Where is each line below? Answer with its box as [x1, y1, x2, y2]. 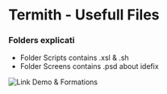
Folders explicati [8, 35, 75, 46]
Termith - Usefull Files [8, 6, 160, 24]
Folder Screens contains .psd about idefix [19, 62, 159, 71]
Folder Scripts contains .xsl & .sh [19, 53, 129, 62]
